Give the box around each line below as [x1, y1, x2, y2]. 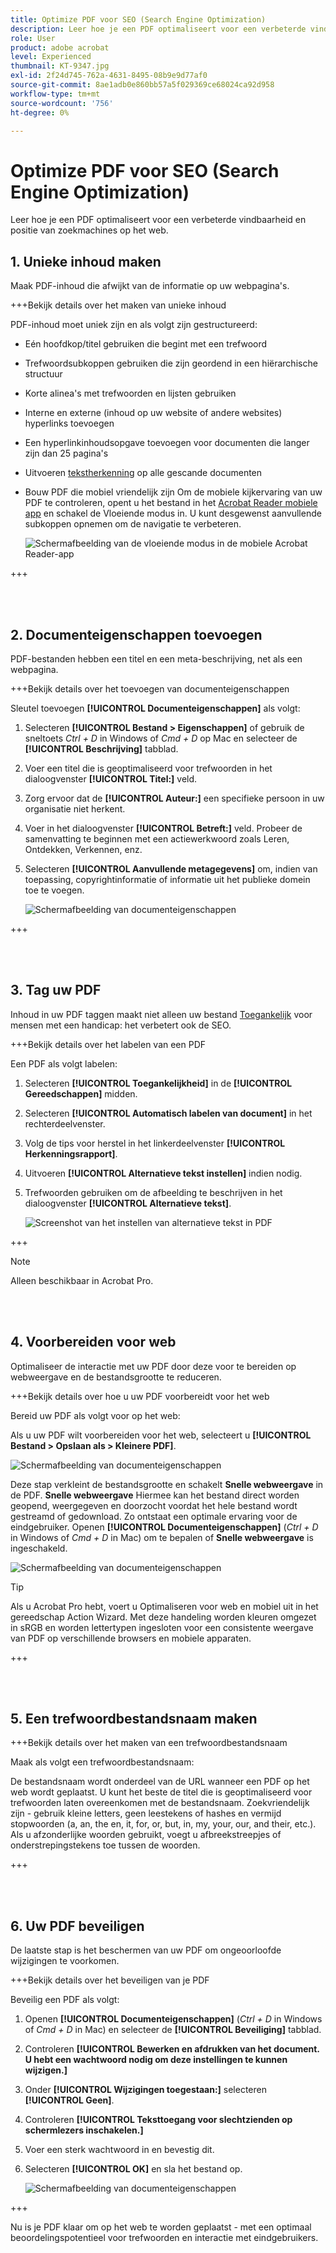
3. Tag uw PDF [10, 982, 102, 999]
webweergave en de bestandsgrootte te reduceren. [10, 1371, 222, 1383]
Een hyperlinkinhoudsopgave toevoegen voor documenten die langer [24, 437, 310, 449]
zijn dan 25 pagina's [24, 447, 109, 460]
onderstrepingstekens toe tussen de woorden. [10, 1839, 201, 1851]
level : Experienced [10, 52, 92, 62]
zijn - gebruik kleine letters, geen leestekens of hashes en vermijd [10, 1807, 282, 1820]
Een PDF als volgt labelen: [10, 1057, 118, 1070]
